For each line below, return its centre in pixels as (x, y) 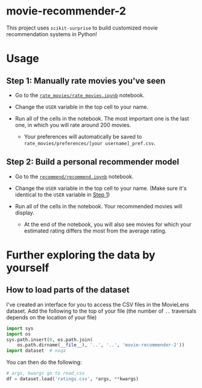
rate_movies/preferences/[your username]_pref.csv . (90, 143)
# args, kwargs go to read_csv (46, 374)
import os (19, 334)
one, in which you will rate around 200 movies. (73, 125)
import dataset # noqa (36, 351)
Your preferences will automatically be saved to (83, 136)
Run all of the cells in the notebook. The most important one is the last (102, 118)
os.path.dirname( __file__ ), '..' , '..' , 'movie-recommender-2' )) (101, 345)
